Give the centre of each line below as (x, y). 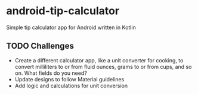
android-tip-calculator (63, 11)
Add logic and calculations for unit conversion (71, 85)
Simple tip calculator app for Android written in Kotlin (71, 27)
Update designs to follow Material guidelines (69, 79)
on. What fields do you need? (51, 73)
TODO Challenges (40, 46)
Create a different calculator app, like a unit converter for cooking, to (99, 60)
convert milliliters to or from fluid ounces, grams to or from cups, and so (103, 66)
